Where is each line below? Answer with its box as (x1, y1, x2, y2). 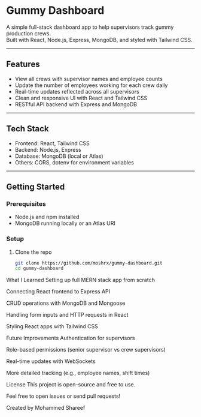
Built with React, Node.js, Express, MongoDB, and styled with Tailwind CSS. (6, 36, 193, 43)
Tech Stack (6, 124, 49, 134)
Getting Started (6, 181, 65, 192)
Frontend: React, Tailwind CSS (14, 139, 90, 147)
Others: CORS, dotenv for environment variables (14, 158, 135, 166)
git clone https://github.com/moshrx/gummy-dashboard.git (14, 260, 163, 266)
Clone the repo (14, 248, 52, 256)
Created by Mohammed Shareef (6, 404, 86, 412)
